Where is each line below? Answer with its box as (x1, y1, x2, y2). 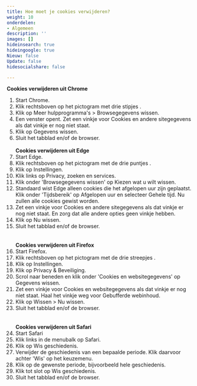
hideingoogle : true (7, 47, 55, 53)
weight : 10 (7, 14, 34, 20)
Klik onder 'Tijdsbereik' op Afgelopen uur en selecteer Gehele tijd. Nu (15, 191, 185, 199)
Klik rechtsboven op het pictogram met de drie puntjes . (15, 159, 151, 167)
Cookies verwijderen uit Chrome (7, 85, 88, 92)
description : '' (7, 31, 47, 37)
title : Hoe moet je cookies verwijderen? (7, 8, 111, 15)
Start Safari (15, 330, 43, 337)
